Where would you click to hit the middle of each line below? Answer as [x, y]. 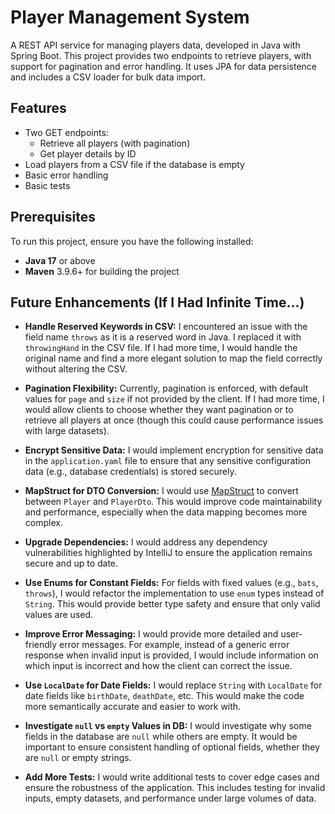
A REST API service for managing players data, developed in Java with [155, 45]
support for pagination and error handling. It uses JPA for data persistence [163, 66]
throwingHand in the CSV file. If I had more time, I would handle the [161, 348]
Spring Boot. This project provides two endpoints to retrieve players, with [161, 55]
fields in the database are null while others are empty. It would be [161, 737]
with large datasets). [67, 431]
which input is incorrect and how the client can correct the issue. [158, 666]
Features [38, 108]
